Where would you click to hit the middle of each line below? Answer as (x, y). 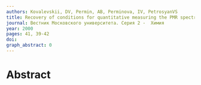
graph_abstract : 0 (29, 45)
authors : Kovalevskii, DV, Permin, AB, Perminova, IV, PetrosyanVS (92, 12)
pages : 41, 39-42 (28, 34)
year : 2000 (20, 28)
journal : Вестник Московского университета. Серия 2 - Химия (85, 23)
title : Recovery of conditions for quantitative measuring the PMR (92, 17)
